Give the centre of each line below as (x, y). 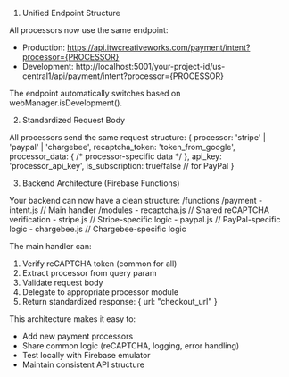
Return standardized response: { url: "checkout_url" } (120, 302)
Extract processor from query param (89, 273)
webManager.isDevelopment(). (66, 103)
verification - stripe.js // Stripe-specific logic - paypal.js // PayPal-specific (145, 219)
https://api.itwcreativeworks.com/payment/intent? (158, 47)
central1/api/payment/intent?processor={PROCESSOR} (123, 76)
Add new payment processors (78, 336)
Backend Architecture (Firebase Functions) (101, 183)
